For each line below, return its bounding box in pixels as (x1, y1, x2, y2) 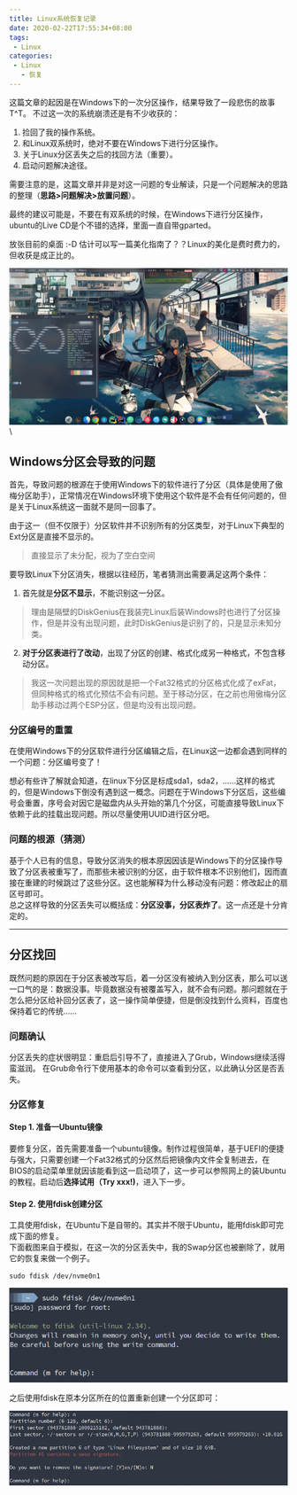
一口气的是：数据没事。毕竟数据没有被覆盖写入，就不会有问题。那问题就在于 (9, 984, 288, 994)
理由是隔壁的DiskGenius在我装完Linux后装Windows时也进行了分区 (30, 607, 273, 618)
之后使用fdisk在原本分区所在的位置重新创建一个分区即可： (9, 1392, 221, 1403)
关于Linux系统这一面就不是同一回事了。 (16, 502, 161, 512)
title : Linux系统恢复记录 (9, 14, 97, 23)
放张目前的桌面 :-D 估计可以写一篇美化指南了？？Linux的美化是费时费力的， (9, 238, 285, 249)
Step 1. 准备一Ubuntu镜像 (9, 1122, 103, 1133)
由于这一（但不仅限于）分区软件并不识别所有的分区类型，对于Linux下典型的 (9, 520, 285, 531)
